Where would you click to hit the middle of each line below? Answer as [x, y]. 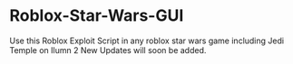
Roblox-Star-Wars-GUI [97, 16]
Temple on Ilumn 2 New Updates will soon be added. [108, 50]
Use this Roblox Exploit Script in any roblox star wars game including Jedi [146, 41]
